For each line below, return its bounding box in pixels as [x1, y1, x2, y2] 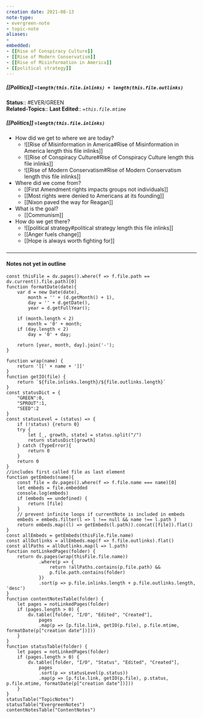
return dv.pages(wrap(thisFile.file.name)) [17, 554, 129, 560]
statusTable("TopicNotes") [6, 696, 74, 703]
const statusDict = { [6, 390, 61, 396]
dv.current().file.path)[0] [6, 279, 77, 285]
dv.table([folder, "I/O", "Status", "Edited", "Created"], [28, 659, 180, 665]
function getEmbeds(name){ [6, 474, 74, 480]
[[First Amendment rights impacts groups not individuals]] [24, 186, 169, 193]
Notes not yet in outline [6, 260, 66, 267]
